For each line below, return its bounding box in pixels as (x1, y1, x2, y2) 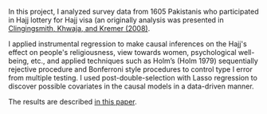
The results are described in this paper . (8, 97, 137, 106)
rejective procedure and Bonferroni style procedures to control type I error (8, 65, 253, 74)
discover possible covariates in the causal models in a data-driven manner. (8, 81, 254, 91)
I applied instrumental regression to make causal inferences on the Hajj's (8, 39, 247, 49)
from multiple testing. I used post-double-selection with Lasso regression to (8, 73, 257, 82)
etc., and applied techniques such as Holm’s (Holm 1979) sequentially (30, 56, 259, 65)
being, (8, 56, 29, 65)
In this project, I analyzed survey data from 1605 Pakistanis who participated (8, 7, 259, 16)
